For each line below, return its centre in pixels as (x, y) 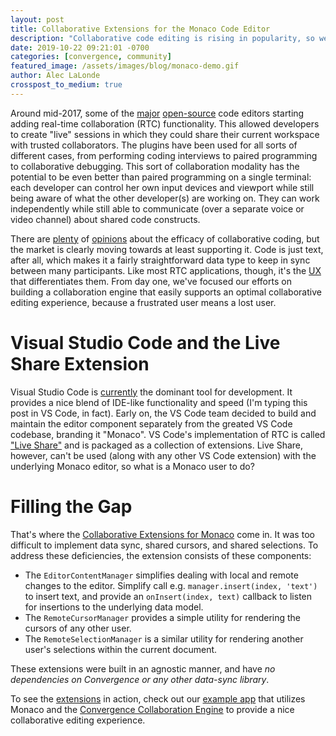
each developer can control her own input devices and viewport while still (162, 187)
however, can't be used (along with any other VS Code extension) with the (163, 455)
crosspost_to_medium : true (66, 85)
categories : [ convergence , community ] (91, 57)
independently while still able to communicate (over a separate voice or (157, 208)
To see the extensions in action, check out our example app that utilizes (158, 698)
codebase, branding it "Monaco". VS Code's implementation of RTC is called (168, 434)
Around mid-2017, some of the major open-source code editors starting (157, 113)
